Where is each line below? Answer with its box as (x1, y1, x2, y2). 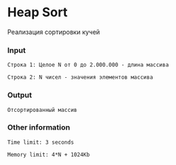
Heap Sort (7, 4, 69, 21)
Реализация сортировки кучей (7, 28, 100, 36)
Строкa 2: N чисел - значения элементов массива (7, 74, 153, 81)
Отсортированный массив (7, 106, 78, 113)
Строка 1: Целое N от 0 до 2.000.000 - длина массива (7, 62, 170, 69)
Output (7, 90, 33, 100)
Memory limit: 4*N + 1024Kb (7, 151, 90, 158)
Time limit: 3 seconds (7, 139, 74, 146)
